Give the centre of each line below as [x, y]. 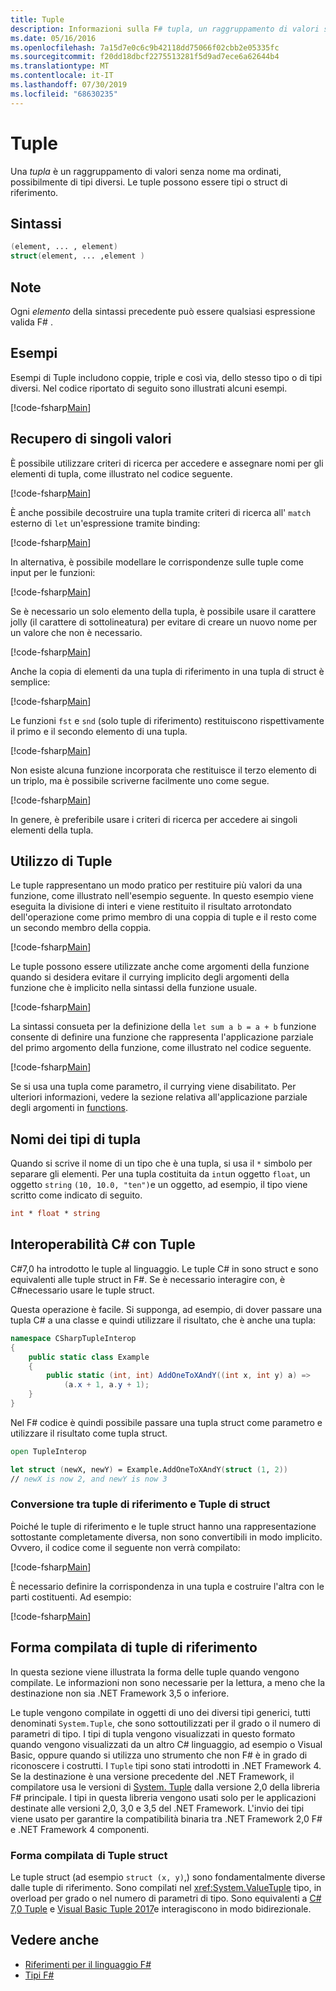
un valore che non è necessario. [76, 632]
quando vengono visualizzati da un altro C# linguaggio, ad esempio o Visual [166, 1744]
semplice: [30, 682]
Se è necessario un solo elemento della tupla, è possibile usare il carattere [163, 611]
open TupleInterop [48, 1451]
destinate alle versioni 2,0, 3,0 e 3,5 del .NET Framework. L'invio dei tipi [157, 1808]
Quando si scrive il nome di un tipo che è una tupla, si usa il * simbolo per [161, 1163]
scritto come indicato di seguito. [76, 1195]
